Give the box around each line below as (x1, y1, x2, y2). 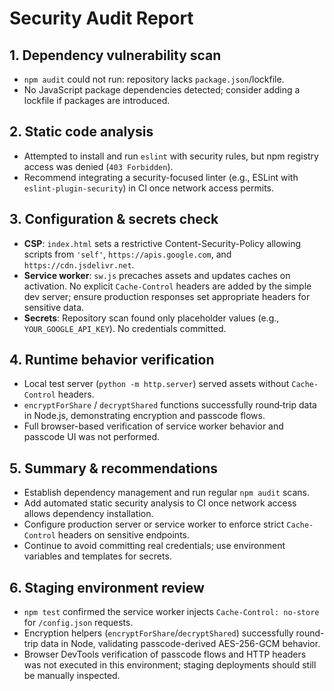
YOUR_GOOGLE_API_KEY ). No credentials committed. (23, 322, 227, 334)
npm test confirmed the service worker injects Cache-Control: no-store (23, 606, 320, 618)
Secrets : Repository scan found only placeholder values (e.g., (23, 312, 280, 324)
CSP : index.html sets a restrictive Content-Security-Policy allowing (23, 237, 302, 249)
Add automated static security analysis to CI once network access (23, 497, 297, 509)
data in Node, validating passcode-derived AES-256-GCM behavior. (40, 638, 321, 650)
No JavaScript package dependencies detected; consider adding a (23, 84, 301, 96)
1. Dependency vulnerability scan (9, 47, 222, 64)
